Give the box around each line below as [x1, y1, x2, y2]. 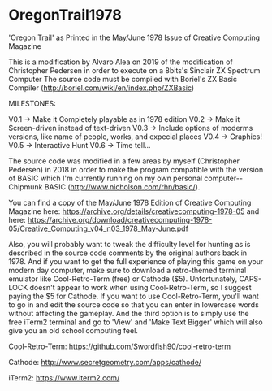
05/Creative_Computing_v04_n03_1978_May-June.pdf [8, 224, 189, 233]
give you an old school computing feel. [8, 325, 138, 335]
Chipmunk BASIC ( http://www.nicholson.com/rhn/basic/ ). [8, 181, 201, 192]
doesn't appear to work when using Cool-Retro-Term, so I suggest [29, 282, 252, 292]
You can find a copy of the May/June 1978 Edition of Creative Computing [8, 198, 252, 207]
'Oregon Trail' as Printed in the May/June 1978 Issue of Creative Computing [8, 33, 261, 42]
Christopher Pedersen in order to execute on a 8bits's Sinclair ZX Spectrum [8, 65, 261, 75]
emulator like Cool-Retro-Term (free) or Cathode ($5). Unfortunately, [8, 274, 238, 284]
